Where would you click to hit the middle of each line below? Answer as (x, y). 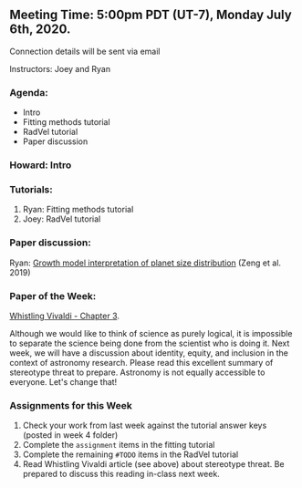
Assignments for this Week (71, 405)
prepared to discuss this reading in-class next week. (121, 474)
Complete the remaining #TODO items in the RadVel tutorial (130, 454)
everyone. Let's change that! (63, 381)
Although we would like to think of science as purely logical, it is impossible (151, 333)
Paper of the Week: (53, 296)
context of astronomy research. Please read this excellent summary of (141, 362)
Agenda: (29, 92)
